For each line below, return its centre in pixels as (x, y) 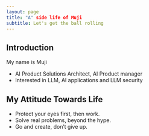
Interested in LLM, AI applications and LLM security (79, 80)
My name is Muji (27, 62)
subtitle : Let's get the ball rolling (55, 23)
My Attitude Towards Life (55, 99)
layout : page (23, 12)
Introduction (30, 47)
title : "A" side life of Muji (44, 18)
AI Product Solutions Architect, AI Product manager (79, 74)
